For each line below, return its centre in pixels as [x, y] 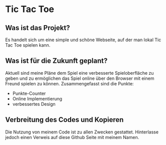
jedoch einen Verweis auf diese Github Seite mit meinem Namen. [72, 137]
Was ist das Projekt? [38, 28]
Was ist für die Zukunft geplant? [56, 61]
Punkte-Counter [29, 93]
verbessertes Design [34, 104]
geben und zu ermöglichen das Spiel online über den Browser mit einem [80, 78]
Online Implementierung [37, 98]
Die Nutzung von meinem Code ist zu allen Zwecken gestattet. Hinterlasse [82, 132]
